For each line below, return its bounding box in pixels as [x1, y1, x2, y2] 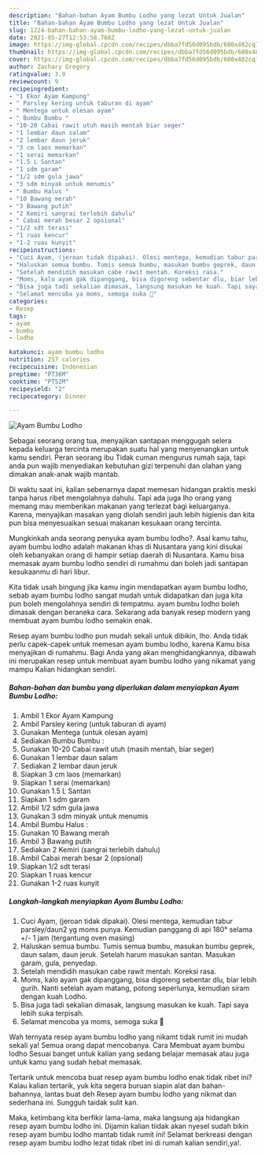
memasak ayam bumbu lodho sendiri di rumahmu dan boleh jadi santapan [9, 559, 248, 568]
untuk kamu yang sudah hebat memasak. [9, 1057, 142, 1067]
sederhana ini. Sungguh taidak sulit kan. [9, 1097, 138, 1108]
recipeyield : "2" [9, 385, 66, 393]
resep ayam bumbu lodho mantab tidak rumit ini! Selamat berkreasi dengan [9, 1130, 252, 1139]
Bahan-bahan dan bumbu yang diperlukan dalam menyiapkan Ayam [9, 683, 239, 692]
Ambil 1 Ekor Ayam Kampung [20, 711, 113, 721]
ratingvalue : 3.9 [9, 70, 66, 78]
